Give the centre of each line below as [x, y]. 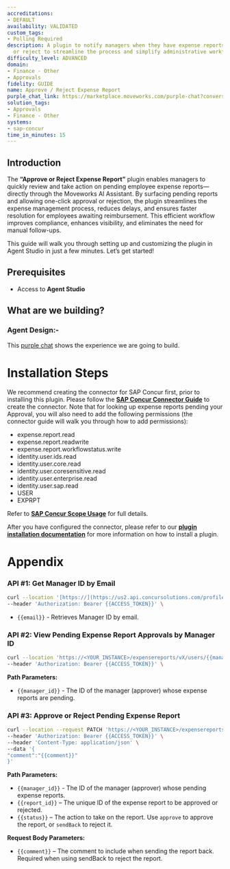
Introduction [34, 162]
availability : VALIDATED [42, 26]
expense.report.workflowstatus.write [69, 449]
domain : [18, 65]
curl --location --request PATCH [55, 730]
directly [18, 194]
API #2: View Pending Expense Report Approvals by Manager [111, 635]
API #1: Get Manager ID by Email [61, 583]
